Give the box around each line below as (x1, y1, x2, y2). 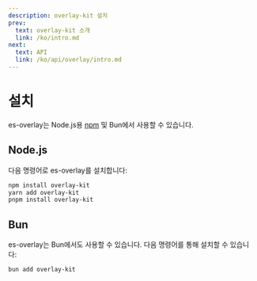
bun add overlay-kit (8, 266, 77, 274)
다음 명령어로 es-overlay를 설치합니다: (8, 165, 128, 175)
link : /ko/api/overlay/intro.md (15, 56, 123, 64)
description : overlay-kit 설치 (8, 11, 108, 20)
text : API (15, 48, 47, 56)
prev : (8, 19, 26, 27)
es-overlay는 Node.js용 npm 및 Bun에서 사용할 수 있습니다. (8, 120, 194, 129)
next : (8, 41, 26, 49)
